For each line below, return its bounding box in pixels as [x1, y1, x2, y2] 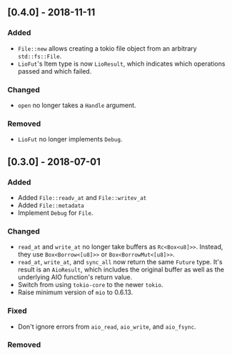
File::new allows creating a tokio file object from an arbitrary [17, 44, 198, 53]
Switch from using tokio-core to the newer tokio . [17, 281, 163, 289]
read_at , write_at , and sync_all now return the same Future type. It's [17, 258, 223, 266]
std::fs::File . [17, 51, 62, 60]
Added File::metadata [17, 201, 84, 209]
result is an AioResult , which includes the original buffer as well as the [17, 265, 225, 274]
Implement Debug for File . [17, 208, 94, 217]
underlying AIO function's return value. [17, 273, 133, 281]
